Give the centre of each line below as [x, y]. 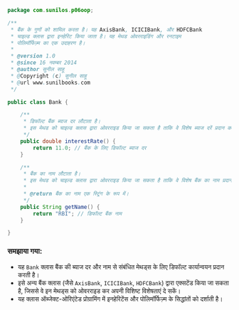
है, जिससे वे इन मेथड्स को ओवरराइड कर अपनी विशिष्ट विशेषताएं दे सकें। [99, 291]
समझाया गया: [25, 251]
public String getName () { [60, 207]
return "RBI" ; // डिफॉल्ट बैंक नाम [78, 213]
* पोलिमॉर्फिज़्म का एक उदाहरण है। [48, 43]
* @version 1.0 [33, 56]
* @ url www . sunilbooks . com [51, 82]
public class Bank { [38, 102]
